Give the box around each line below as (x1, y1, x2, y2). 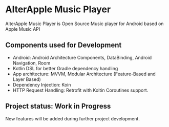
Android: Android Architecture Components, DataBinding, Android (12, 54, 152, 60)
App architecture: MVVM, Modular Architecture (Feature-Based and (12, 71, 156, 77)
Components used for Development (5, 41, 122, 50)
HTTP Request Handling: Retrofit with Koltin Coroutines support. (12, 87, 149, 93)
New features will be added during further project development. (5, 115, 140, 121)
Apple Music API (5, 26, 40, 32)
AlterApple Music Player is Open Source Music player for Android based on (5, 20, 164, 27)
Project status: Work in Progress (5, 102, 111, 111)
